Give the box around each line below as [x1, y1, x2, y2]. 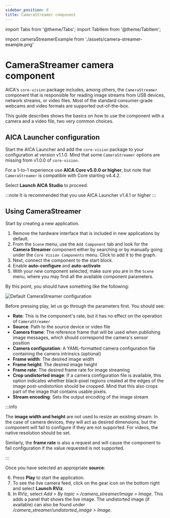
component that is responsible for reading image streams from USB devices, [5, 92, 165, 98]
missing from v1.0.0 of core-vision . [5, 157, 79, 163]
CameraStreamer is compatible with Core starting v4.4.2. [5, 172, 121, 178]
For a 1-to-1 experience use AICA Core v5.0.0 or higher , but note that [5, 167, 151, 173]
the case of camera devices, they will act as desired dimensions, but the [5, 419, 156, 425]
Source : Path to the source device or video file [12, 324, 111, 330]
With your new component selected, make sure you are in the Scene [12, 268, 154, 275]
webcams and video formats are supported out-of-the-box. [5, 103, 129, 109]
